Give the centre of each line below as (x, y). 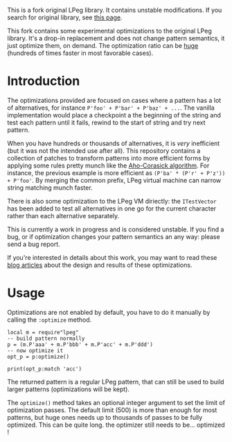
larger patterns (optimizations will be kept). (69, 389)
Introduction (44, 81)
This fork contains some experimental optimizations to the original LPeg (110, 31)
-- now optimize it (35, 350)
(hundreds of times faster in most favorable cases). (80, 53)
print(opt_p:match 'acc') (44, 369)
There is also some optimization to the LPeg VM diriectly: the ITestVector (112, 201)
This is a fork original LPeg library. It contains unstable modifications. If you (115, 10)
